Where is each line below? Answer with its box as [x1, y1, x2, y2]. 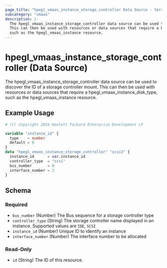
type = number [9, 135, 46, 140]
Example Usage [5, 109, 55, 117]
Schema [5, 186, 31, 195]
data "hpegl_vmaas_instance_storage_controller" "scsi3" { [5, 149, 130, 154]
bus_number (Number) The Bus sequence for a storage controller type [12, 212, 154, 218]
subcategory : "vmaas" [5, 12, 50, 17]
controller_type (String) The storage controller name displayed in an [12, 218, 154, 224]
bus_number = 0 [9, 163, 55, 168]
